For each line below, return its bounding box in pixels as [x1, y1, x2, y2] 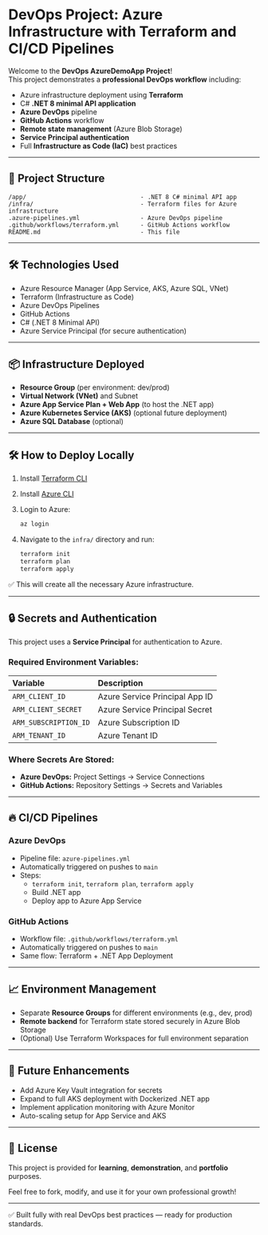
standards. [8, 1218, 44, 1229]
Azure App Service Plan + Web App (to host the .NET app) [19, 400, 215, 410]
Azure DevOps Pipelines [19, 300, 100, 310]
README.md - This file [8, 228, 180, 236]
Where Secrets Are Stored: [8, 753, 115, 765]
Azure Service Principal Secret [97, 704, 213, 715]
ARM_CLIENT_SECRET [12, 705, 82, 713]
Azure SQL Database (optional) [19, 417, 124, 426]
